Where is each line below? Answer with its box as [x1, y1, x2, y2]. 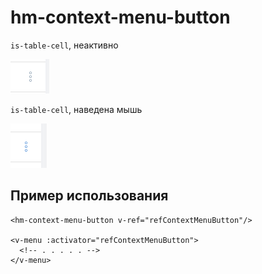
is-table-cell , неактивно [10, 39, 119, 51]
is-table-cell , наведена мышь [10, 103, 143, 115]
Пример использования [10, 187, 169, 205]
